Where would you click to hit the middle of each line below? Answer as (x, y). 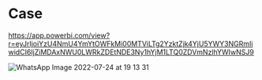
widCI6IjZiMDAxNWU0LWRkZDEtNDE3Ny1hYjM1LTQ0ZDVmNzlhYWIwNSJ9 (131, 52)
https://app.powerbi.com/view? (59, 35)
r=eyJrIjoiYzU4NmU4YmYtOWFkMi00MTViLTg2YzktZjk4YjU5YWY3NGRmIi (131, 43)
